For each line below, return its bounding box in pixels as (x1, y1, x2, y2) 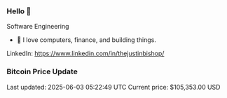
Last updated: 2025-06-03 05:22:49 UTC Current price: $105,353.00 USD (6, 83, 221, 91)
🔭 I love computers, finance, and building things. (16, 36, 157, 44)
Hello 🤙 (6, 6, 32, 16)
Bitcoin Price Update (6, 66, 78, 76)
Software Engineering (6, 22, 69, 31)
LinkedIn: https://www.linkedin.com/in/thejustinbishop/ (6, 49, 165, 58)
